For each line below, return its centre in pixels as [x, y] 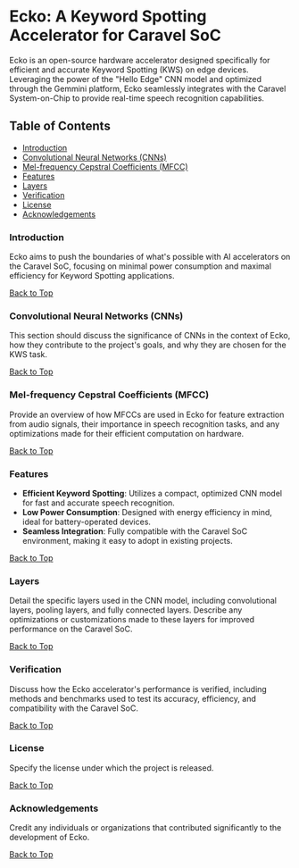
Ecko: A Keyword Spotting [108, 17]
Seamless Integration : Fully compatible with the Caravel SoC [135, 531]
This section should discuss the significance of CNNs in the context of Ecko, [150, 336]
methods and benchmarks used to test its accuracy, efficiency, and [133, 698]
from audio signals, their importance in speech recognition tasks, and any [145, 424]
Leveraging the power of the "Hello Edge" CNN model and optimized [135, 79]
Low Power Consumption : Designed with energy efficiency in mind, [147, 512]
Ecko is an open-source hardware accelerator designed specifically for [140, 60]
